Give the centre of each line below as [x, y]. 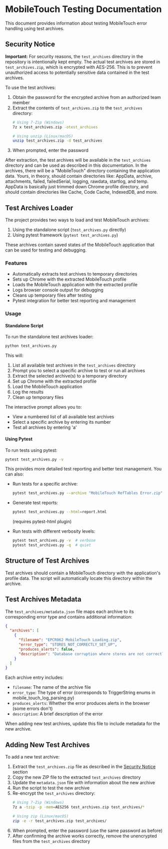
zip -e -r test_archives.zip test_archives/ [59, 821]
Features [16, 263]
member [21, 102]
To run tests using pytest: [31, 450]
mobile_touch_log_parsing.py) [43, 698]
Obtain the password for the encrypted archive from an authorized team [86, 97]
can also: [14, 474]
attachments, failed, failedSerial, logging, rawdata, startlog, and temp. [77, 181]
